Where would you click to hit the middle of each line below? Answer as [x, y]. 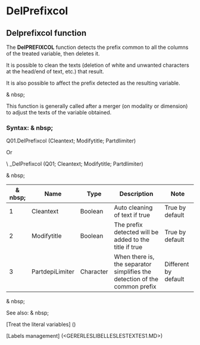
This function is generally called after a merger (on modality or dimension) [97, 106]
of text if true [132, 215]
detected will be [136, 232]
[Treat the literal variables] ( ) [41, 324]
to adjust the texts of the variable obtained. [59, 112]
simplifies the [133, 272]
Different [177, 265]
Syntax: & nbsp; [30, 128]
